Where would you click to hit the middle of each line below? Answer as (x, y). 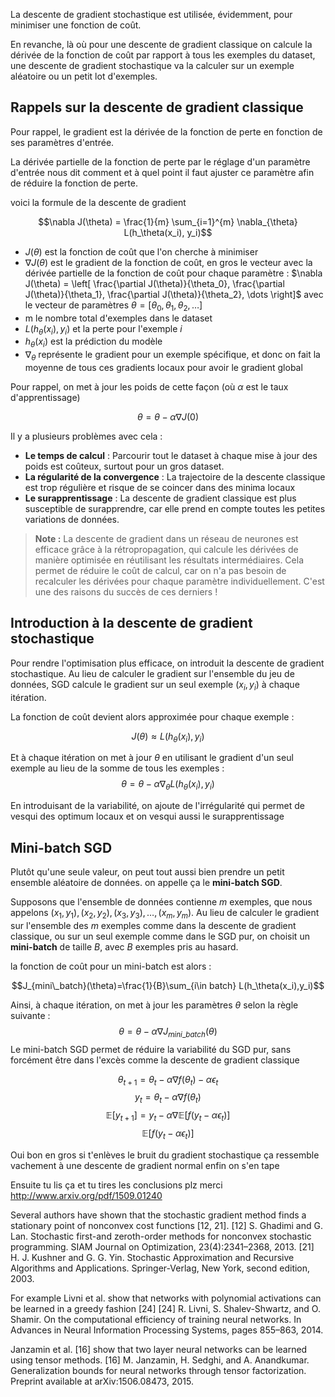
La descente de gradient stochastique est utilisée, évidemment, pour (151, 14)
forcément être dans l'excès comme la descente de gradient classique (155, 1060)
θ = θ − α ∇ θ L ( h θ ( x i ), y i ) (168, 785)
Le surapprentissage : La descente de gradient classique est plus (160, 498)
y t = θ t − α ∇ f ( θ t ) (168, 1098)
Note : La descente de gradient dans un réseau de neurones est (166, 538)
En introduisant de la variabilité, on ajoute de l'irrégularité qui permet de (158, 806)
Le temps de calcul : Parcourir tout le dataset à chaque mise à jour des (171, 455)
